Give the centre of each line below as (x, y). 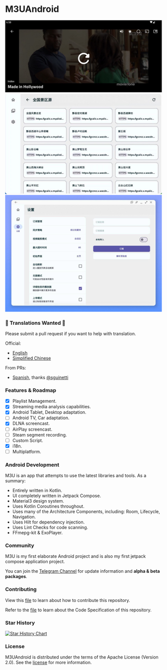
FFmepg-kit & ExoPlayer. (38, 533)
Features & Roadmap (31, 390)
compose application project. (35, 562)
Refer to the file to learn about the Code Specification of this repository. (78, 610)
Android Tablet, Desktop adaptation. (49, 412)
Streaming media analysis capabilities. (51, 407)
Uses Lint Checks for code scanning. (50, 527)
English (20, 353)
